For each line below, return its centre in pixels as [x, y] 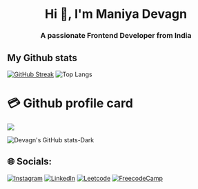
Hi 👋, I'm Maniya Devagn [116, 14]
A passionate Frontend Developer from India [116, 36]
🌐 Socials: [30, 162]
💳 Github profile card [70, 103]
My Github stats [42, 58]
